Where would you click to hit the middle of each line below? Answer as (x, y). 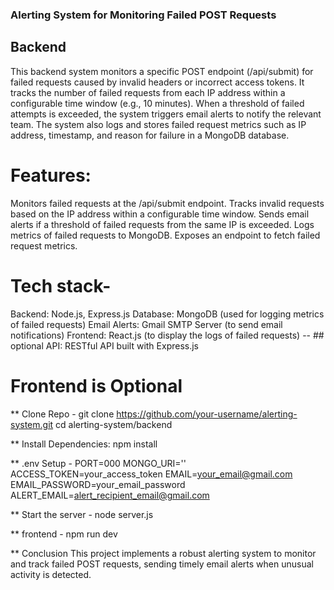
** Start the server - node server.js (82, 514)
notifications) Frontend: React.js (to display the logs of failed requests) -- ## (167, 335)
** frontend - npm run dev (64, 534)
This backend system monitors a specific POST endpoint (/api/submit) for (162, 71)
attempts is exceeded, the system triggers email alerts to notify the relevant (166, 114)
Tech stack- (61, 285)
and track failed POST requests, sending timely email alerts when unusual (162, 564)
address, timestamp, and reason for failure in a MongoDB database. (150, 135)
